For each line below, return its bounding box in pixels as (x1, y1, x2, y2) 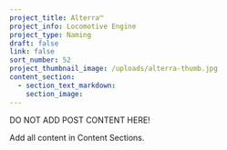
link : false (9, 47, 55, 56)
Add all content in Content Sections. (9, 132, 145, 143)
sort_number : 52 (9, 55, 71, 65)
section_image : (26, 89, 84, 98)
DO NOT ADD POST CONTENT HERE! (9, 115, 150, 125)
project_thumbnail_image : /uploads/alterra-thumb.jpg (9, 65, 219, 74)
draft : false (9, 38, 59, 48)
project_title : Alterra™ (9, 13, 104, 23)
